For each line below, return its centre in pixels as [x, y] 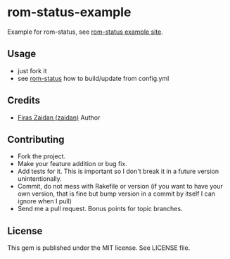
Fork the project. [41, 156]
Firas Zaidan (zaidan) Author [59, 118]
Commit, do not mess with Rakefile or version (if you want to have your [120, 187]
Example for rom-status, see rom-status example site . [85, 32]
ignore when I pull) [45, 201]
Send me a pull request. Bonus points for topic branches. [100, 209]
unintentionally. [39, 179]
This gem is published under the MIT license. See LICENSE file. [99, 248]
